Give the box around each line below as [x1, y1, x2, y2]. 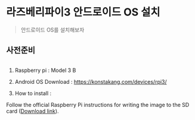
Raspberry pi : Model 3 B [14, 67, 76, 74]
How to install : [14, 90, 52, 97]
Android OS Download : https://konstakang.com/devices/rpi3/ [14, 78, 167, 85]
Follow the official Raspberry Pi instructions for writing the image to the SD [6, 101, 190, 108]
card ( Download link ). [6, 108, 59, 115]
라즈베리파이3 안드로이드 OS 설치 [6, 5, 160, 19]
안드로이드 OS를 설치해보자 [20, 26, 85, 33]
